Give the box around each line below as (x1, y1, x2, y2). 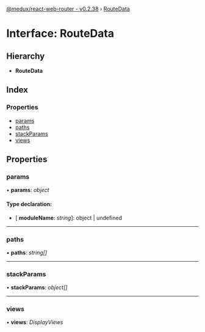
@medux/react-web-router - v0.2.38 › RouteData (6, 6, 130, 12)
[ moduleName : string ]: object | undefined (15, 214, 123, 221)
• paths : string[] (6, 249, 48, 256)
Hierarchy (6, 51, 45, 61)
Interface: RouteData (6, 27, 115, 40)
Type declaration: (6, 200, 52, 207)
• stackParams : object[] (6, 284, 68, 291)
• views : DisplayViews (6, 319, 63, 326)
